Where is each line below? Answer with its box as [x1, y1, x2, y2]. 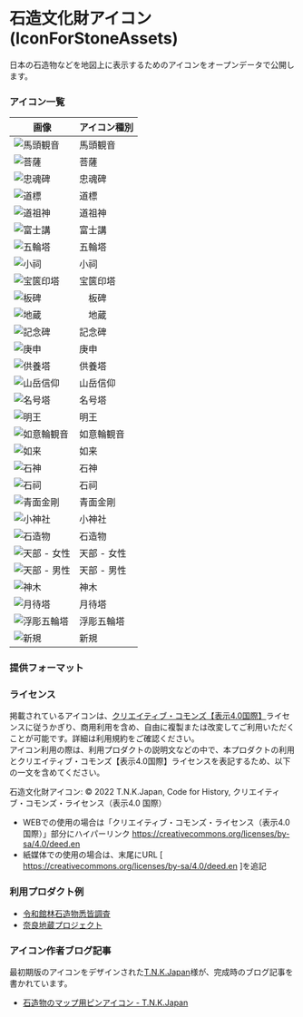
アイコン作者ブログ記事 [9, 944, 112, 957]
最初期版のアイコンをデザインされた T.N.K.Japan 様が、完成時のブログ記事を [9, 967, 294, 978]
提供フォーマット [9, 661, 84, 674]
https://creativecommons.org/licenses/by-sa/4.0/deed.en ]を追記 [22, 861, 267, 872]
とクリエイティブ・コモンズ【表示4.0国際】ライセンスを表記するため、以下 [9, 756, 291, 767]
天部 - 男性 [78, 564, 127, 577]
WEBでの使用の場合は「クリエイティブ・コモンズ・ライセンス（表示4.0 [22, 817, 290, 828]
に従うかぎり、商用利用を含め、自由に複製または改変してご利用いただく [24, 722, 295, 733]
